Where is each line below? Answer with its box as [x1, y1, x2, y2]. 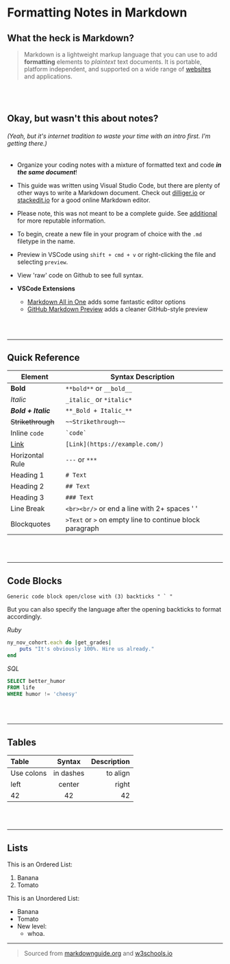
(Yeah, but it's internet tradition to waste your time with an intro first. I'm [7, 132, 211, 140]
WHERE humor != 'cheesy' [7, 691, 78, 697]
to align [105, 768, 130, 778]
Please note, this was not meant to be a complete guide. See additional [16, 209, 218, 217]
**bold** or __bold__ [65, 383, 132, 393]
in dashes [53, 768, 85, 778]
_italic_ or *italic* [65, 395, 132, 405]
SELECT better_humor [7, 677, 66, 684]
